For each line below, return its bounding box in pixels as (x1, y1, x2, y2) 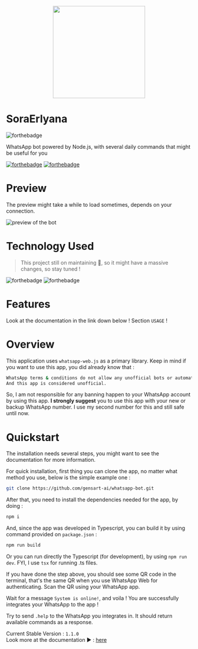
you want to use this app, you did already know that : (6, 363, 134, 370)
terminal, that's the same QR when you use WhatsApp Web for (6, 577, 158, 584)
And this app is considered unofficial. (6, 380, 107, 386)
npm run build (6, 542, 41, 549)
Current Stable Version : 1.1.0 (6, 630, 80, 637)
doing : (6, 503, 24, 510)
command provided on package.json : (6, 531, 97, 538)
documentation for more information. (6, 456, 96, 464)
